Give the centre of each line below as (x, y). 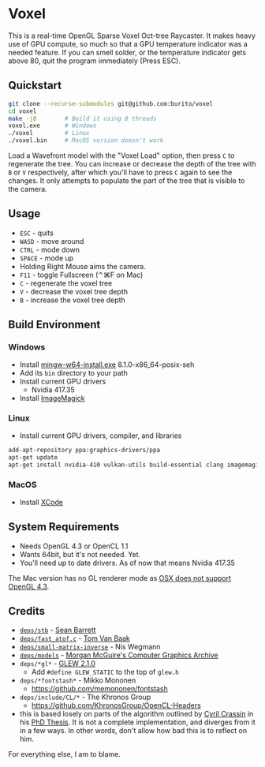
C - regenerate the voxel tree (66, 283)
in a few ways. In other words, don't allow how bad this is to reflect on (133, 731)
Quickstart (35, 86)
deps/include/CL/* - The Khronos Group (85, 697)
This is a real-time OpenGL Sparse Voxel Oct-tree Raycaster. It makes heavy (132, 36)
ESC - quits (36, 233)
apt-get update (33, 457)
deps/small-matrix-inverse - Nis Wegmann (90, 647)
